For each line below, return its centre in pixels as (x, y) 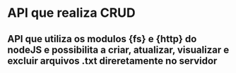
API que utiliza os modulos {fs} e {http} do (102, 39)
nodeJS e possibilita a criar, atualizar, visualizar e (118, 49)
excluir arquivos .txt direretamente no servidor (112, 61)
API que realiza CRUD (71, 13)
